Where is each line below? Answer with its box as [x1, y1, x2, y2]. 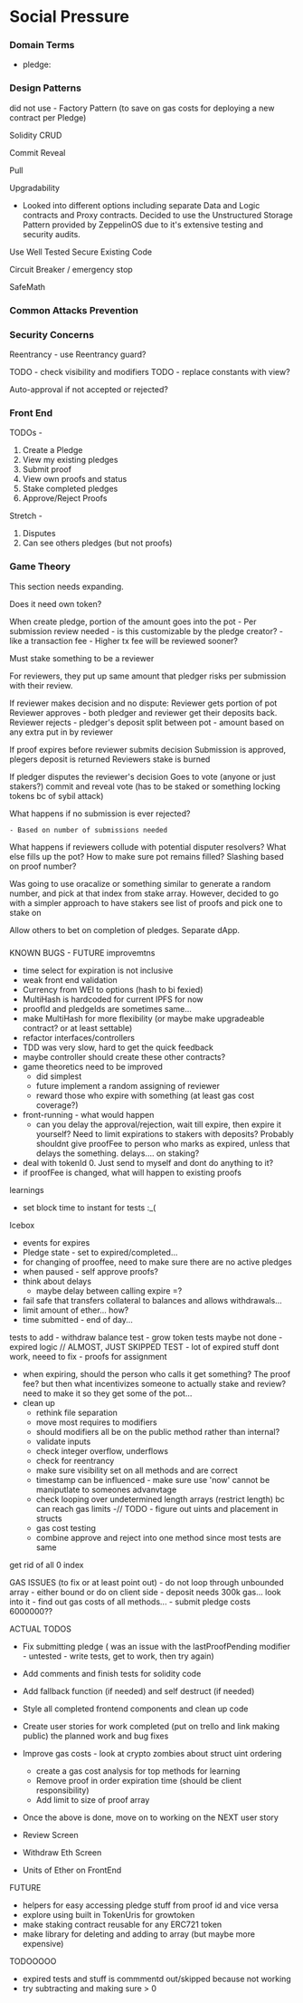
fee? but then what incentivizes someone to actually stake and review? [22, 1378, 287, 1389]
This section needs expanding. [9, 581, 124, 592]
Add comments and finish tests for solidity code [22, 1668, 202, 1679]
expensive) [22, 1938, 64, 1949]
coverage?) [35, 1099, 79, 1111]
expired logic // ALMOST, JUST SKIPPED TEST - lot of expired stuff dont [9, 1341, 279, 1352]
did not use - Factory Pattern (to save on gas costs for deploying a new [9, 102, 275, 113]
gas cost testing [35, 1522, 97, 1533]
